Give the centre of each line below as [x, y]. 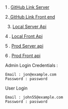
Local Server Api [29, 26]
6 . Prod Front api [23, 55]
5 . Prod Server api [24, 46]
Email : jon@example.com [31, 74]
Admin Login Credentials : [32, 65]
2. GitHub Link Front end [30, 17]
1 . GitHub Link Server [27, 7]
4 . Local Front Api [24, 36]
